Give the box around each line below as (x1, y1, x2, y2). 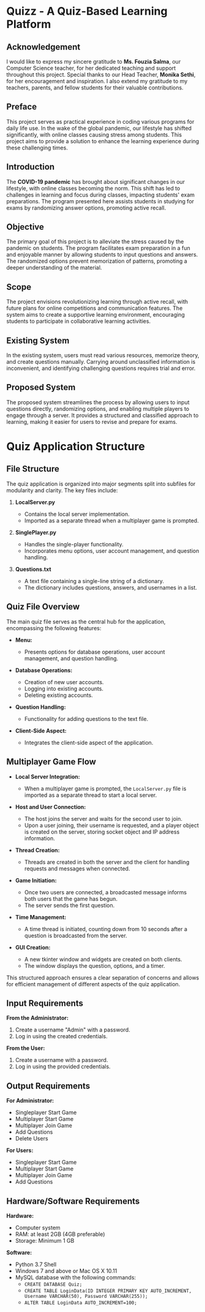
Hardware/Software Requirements (6, 1196, 140, 1206)
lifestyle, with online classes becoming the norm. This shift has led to (6, 184, 181, 192)
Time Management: (15, 913, 67, 921)
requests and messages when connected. (24, 865, 130, 872)
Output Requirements (6, 1080, 91, 1091)
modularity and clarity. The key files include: (6, 486, 118, 494)
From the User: (6, 1044, 45, 1052)
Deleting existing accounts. (24, 691, 93, 699)
